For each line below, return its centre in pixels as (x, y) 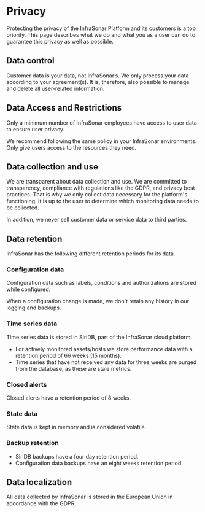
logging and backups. (34, 308)
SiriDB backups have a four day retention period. (77, 456)
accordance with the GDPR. (41, 503)
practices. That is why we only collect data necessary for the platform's (97, 195)
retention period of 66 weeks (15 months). (68, 355)
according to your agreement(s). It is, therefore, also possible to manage (98, 82)
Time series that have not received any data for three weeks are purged (106, 362)
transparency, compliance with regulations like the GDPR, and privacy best (101, 188)
